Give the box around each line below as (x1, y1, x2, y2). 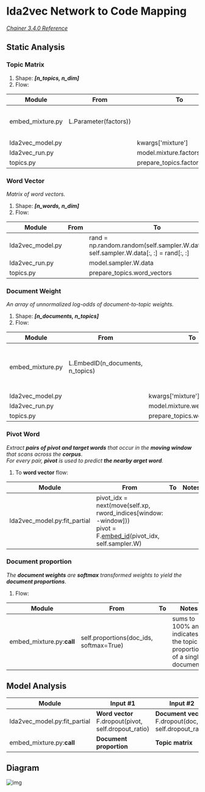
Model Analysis (6, 681, 67, 691)
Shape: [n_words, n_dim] (15, 202, 79, 209)
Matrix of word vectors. (6, 190, 66, 198)
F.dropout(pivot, (96, 717, 143, 725)
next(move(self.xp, (96, 501, 151, 509)
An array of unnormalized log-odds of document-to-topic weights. (6, 301, 174, 308)
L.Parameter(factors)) (68, 117, 131, 126)
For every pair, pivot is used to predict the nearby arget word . (6, 456, 164, 464)
